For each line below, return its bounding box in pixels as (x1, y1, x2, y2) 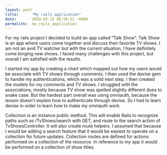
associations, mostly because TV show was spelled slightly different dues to (5, 87, 162, 93)
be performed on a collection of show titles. (5, 144, 95, 150)
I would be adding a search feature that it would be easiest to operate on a (5, 128, 158, 135)
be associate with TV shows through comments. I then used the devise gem (5, 71, 161, 77)
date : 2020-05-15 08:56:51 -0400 (5, 16, 88, 21)
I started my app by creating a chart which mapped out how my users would (5, 66, 162, 72)
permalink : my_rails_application (5, 21, 77, 26)
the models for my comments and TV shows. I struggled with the (5, 82, 138, 88)
